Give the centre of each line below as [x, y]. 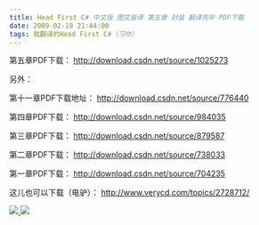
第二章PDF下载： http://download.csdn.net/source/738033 [117, 155]
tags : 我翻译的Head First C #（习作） [74, 34]
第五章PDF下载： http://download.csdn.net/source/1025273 [119, 60]
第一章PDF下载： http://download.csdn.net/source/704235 [117, 173]
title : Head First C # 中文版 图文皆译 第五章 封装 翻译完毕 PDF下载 [127, 17]
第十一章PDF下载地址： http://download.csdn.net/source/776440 [129, 98]
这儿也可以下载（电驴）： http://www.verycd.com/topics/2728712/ [129, 193]
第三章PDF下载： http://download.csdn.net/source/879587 [117, 136]
